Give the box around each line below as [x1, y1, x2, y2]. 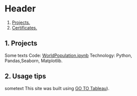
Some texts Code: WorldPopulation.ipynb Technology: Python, [4, 52, 133, 58]
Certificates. [11, 24, 38, 30]
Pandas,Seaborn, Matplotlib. [4, 58, 63, 64]
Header [4, 3, 36, 14]
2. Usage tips [4, 72, 47, 81]
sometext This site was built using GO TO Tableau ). [4, 85, 110, 91]
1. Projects [4, 39, 38, 48]
